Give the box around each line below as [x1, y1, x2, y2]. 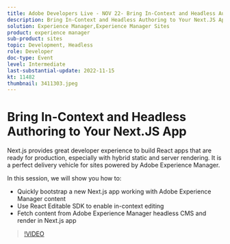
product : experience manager [7, 29, 90, 36]
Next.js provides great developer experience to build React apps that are [7, 146, 212, 154]
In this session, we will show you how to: [7, 174, 122, 182]
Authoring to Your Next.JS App [7, 124, 187, 139]
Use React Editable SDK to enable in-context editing [16, 202, 164, 211]
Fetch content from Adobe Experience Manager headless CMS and [16, 209, 207, 217]
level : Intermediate [7, 61, 66, 68]
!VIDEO [23, 230, 44, 238]
